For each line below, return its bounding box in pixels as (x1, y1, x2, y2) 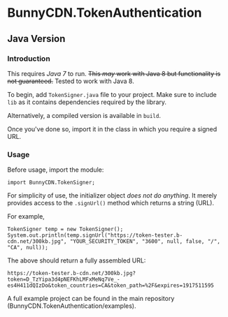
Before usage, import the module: (7, 165, 104, 174)
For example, (7, 212, 45, 221)
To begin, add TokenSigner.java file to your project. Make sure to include (7, 90, 217, 98)
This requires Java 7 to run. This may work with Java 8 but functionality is (7, 69, 221, 78)
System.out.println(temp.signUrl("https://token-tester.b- (7, 232, 183, 239)
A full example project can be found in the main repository (7, 295, 175, 303)
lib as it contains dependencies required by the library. (7, 98, 166, 106)
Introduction (7, 54, 50, 64)
